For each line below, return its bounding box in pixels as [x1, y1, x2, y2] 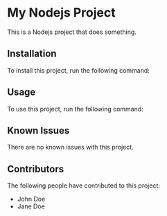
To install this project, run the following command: [7, 66, 150, 74]
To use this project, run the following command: [7, 105, 143, 113]
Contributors [7, 163, 64, 174]
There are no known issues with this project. [7, 143, 134, 152]
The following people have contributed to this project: [7, 181, 161, 190]
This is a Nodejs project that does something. [7, 28, 137, 36]
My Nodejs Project [7, 5, 116, 21]
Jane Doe [17, 202, 45, 210]
